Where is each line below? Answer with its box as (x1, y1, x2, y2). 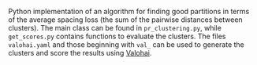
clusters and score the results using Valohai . (8, 49, 152, 57)
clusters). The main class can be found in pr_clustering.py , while (8, 23, 222, 32)
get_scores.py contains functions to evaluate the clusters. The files (8, 31, 226, 41)
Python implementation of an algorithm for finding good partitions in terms (8, 7, 250, 16)
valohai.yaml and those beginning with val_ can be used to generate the (8, 40, 244, 49)
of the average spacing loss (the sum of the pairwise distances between (8, 15, 243, 24)
